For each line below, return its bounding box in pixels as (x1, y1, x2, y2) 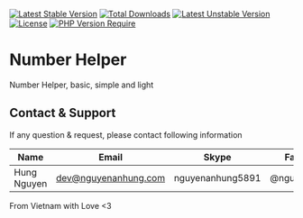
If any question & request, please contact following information (9, 129, 243, 140)
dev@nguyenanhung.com (55, 171, 165, 184)
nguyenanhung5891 (173, 171, 262, 184)
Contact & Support (9, 105, 116, 121)
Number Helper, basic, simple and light (9, 79, 154, 90)
